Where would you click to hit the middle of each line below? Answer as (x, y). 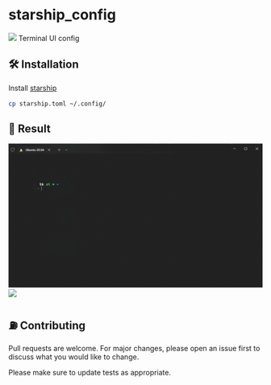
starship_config (63, 15)
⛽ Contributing (47, 325)
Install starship (33, 88)
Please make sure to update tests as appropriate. (90, 373)
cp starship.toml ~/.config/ (57, 103)
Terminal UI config (49, 38)
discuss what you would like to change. (74, 357)
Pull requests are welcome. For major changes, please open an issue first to (134, 349)
